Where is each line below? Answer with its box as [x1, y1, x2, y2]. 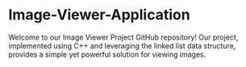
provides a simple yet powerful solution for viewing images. [8, 49, 206, 59]
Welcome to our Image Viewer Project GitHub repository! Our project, [8, 32, 239, 42]
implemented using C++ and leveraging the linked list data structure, [8, 40, 236, 50]
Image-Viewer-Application [8, 6, 191, 24]
